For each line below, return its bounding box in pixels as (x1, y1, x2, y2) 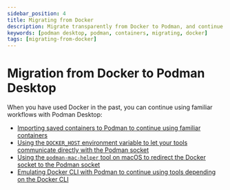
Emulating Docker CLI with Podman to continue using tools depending (17, 168, 216, 176)
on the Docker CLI (17, 175, 69, 184)
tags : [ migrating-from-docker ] (7, 36, 97, 43)
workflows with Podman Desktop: (7, 111, 103, 119)
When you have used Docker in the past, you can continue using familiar (7, 103, 213, 111)
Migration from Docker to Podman (7, 66, 205, 82)
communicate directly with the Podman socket (17, 146, 149, 154)
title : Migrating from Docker (7, 17, 94, 23)
